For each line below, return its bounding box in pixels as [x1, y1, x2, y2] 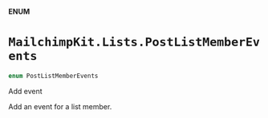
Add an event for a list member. [8, 101, 112, 111]
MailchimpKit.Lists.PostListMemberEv [8, 35, 261, 50]
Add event [8, 86, 43, 96]
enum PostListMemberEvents [8, 72, 99, 80]
